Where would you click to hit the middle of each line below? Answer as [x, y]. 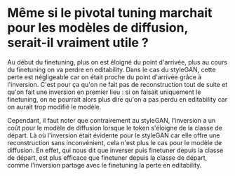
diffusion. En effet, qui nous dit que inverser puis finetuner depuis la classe [115, 150]
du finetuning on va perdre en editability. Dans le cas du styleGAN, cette [112, 69]
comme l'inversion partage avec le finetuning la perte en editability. [105, 165]
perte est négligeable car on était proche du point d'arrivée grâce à [105, 77]
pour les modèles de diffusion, [98, 28]
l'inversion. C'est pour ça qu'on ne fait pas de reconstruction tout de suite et [117, 84]
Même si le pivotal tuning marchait [110, 13]
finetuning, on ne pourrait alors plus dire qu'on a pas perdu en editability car [117, 99]
